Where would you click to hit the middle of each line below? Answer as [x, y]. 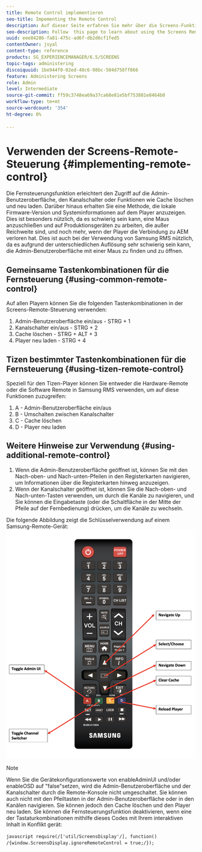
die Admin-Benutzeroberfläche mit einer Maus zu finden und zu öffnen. [95, 251]
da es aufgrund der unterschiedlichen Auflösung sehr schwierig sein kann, [99, 244]
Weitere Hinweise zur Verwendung [73, 446]
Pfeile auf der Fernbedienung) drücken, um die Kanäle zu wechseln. [99, 508]
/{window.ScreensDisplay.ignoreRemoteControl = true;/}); [80, 843]
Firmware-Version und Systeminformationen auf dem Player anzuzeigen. [96, 213]
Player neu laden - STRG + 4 [50, 341]
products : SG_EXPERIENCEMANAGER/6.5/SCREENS [63, 57]
